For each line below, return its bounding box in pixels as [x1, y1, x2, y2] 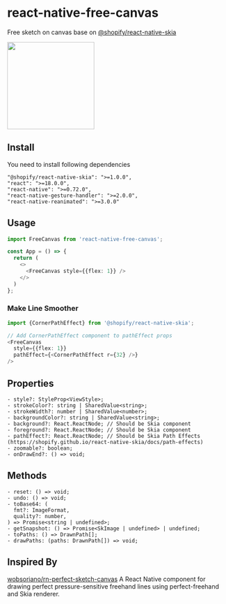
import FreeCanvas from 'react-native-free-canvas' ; [7, 235, 163, 242]
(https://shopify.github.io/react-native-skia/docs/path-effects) [7, 439, 204, 445]
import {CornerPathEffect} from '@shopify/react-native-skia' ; [7, 319, 195, 326]
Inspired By [7, 557, 58, 568]
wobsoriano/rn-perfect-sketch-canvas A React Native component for [7, 575, 206, 583]
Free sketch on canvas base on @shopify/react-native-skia [7, 28, 177, 36]
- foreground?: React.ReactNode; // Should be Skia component [7, 426, 191, 434]
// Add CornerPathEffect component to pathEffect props [7, 332, 172, 339]
